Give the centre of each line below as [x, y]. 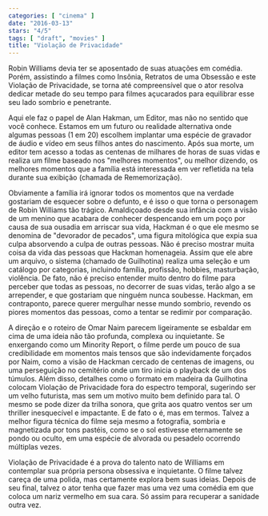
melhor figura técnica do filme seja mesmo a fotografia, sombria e [117, 421]
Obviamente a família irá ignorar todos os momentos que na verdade [121, 193]
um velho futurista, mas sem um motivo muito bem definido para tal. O [124, 396]
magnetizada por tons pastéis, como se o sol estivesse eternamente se [126, 430]
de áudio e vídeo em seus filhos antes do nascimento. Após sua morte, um [131, 143]
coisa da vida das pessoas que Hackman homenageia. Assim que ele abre [131, 252]
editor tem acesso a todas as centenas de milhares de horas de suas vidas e [134, 152]
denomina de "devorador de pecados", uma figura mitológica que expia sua [133, 236]
